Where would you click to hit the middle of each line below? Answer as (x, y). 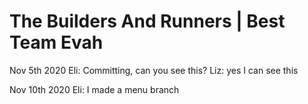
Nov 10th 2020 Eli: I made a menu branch (94, 89)
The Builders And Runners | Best (147, 21)
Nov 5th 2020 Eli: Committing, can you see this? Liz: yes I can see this (154, 70)
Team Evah (56, 42)
